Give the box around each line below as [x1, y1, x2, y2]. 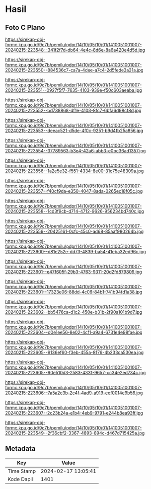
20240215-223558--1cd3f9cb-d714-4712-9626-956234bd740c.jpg [5, 209, 144, 214]
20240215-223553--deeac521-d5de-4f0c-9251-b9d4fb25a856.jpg [5, 128, 144, 134]
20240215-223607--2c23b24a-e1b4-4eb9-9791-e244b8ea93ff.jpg [5, 410, 143, 416]
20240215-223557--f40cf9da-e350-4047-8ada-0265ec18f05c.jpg [5, 188, 143, 194]
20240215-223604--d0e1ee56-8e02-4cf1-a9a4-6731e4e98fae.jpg [5, 329, 143, 335]
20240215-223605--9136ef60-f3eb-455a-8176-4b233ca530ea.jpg [5, 349, 144, 355]
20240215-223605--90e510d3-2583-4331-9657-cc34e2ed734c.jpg [5, 370, 146, 375]
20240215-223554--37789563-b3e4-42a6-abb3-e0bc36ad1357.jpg [5, 148, 146, 153]
